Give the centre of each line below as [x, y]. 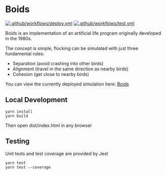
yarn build [17, 116]
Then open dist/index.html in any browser [49, 125]
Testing [17, 141]
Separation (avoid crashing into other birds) [58, 63]
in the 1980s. [18, 38]
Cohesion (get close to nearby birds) [51, 74]
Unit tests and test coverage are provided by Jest [57, 153]
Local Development [36, 100]
